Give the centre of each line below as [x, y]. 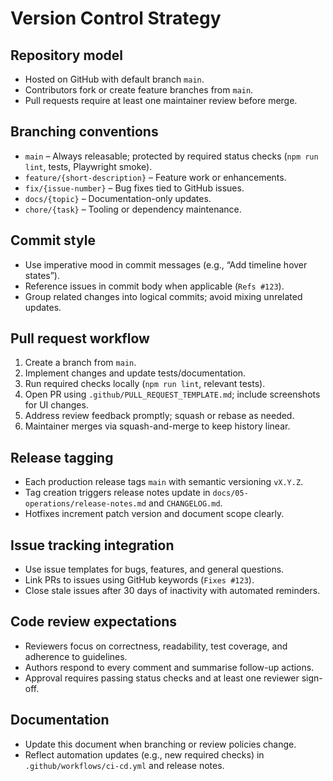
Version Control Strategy [116, 18]
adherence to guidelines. [76, 656]
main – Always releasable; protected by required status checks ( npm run [171, 156]
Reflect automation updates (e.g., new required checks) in [144, 754]
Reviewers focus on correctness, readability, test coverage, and [156, 646]
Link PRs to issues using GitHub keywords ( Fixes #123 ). [139, 580]
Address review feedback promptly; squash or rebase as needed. [159, 416]
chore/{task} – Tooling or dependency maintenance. [133, 209]
